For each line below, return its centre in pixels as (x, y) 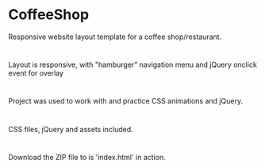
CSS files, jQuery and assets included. (71, 129)
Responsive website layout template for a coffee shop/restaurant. (115, 37)
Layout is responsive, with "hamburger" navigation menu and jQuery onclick (133, 64)
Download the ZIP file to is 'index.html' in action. (87, 157)
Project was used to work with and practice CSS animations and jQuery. (126, 101)
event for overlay (36, 73)
